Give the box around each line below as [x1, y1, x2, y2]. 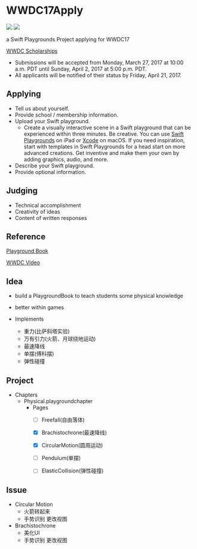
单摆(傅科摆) [23, 350, 54, 358]
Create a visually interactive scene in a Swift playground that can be [23, 124, 191, 131]
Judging [6, 186, 38, 196]
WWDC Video [6, 259, 41, 266]
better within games [14, 304, 64, 311]
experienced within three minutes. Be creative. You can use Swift [23, 130, 184, 138]
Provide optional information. [14, 168, 87, 175]
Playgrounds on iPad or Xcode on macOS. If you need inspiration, [23, 136, 185, 144]
